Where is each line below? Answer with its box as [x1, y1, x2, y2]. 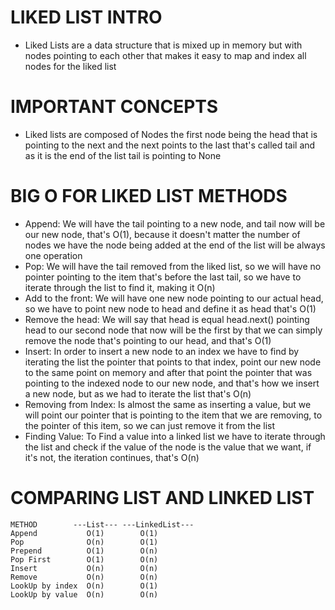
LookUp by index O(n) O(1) [10, 581, 159, 591]
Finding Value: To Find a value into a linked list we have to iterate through [24, 430, 326, 442]
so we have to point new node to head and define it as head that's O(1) [24, 302, 317, 315]
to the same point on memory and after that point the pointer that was [24, 366, 313, 378]
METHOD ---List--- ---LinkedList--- [10, 519, 195, 530]
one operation [24, 249, 83, 261]
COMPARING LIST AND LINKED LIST [10, 487, 315, 509]
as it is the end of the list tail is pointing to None [24, 149, 222, 161]
